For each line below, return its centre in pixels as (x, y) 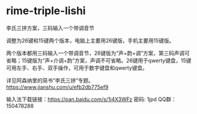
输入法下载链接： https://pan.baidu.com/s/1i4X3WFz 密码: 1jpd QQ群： (91, 99)
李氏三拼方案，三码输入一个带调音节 (50, 28)
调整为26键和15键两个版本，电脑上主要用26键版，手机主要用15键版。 (90, 40)
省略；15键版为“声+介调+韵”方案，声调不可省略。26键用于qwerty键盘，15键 (99, 60)
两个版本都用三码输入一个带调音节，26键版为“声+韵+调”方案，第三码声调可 (98, 53)
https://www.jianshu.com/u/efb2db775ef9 (57, 87)
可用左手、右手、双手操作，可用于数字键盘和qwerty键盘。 (77, 68)
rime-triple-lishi (46, 11)
